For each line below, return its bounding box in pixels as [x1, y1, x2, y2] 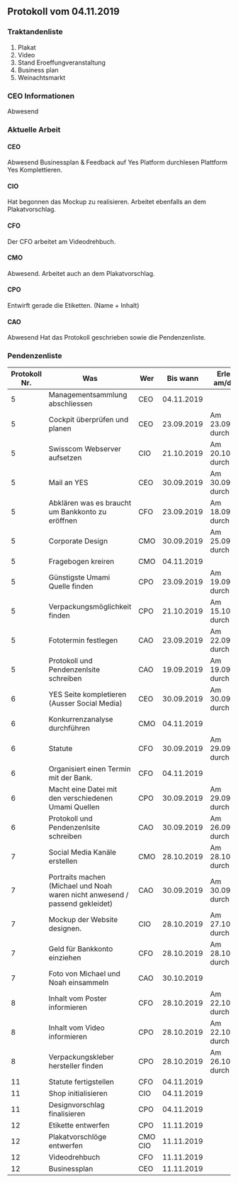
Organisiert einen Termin [48, 764, 131, 774]
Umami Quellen [48, 802, 100, 812]
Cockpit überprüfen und [48, 415, 129, 425]
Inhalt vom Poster [48, 994, 108, 1004]
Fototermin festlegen [48, 635, 118, 645]
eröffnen [48, 516, 78, 526]
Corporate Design [48, 536, 108, 546]
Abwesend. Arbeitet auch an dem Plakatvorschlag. [7, 269, 155, 277]
